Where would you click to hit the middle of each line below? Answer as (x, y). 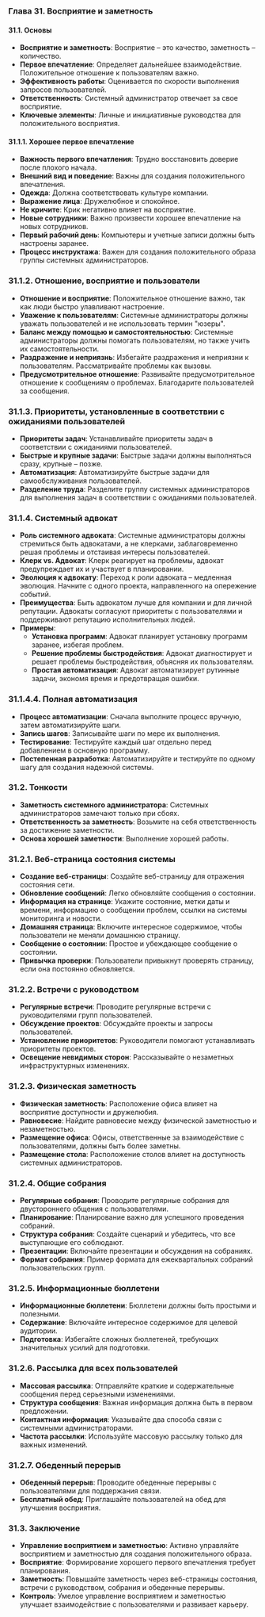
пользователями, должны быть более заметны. (100, 1146)
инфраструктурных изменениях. (74, 1066)
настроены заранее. (54, 243)
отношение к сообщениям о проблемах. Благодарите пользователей (137, 382)
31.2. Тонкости (38, 787)
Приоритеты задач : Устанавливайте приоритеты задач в (116, 439)
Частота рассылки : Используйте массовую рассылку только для (131, 1436)
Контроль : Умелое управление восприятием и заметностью (123, 1596)
